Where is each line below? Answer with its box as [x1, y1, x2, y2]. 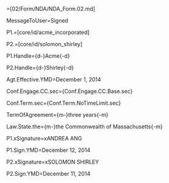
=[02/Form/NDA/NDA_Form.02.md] [6, 5, 96, 12]
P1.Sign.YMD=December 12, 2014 [6, 147, 90, 154]
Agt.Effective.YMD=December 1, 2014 [6, 76, 102, 83]
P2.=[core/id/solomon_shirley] [6, 41, 83, 47]
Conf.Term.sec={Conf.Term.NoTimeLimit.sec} [6, 100, 121, 106]
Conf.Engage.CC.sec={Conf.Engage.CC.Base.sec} [6, 88, 133, 95]
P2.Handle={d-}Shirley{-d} [6, 64, 74, 71]
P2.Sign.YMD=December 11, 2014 [6, 170, 90, 177]
